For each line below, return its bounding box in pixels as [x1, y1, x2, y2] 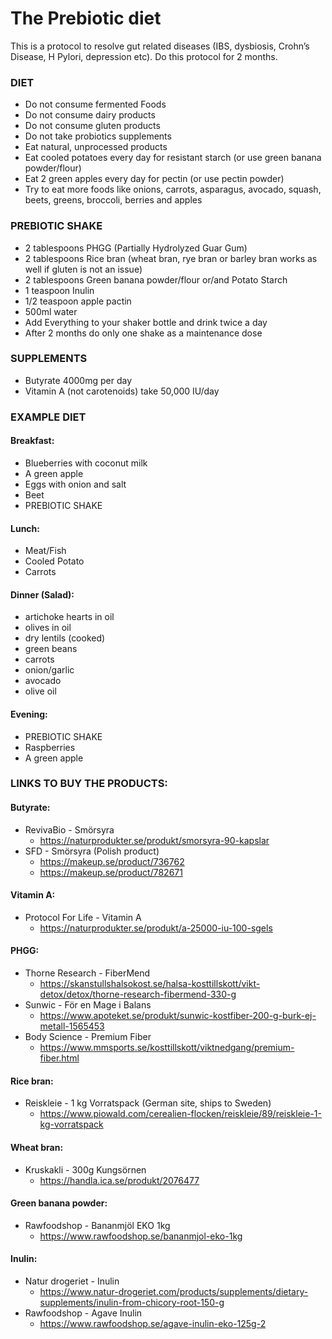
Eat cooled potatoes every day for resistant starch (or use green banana [24, 152, 322, 164]
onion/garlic [24, 664, 75, 676]
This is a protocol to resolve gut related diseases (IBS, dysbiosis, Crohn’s [10, 40, 310, 52]
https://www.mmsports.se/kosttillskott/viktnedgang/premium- [39, 1042, 295, 1054]
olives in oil [24, 622, 72, 634]
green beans [24, 643, 78, 655]
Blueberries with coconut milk [24, 457, 148, 469]
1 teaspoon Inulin [24, 284, 95, 296]
